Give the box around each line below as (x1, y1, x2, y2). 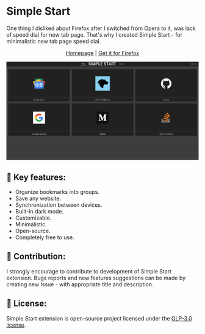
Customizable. (15, 214, 52, 221)
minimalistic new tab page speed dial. (6, 37, 101, 45)
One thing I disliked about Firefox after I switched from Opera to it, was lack (6, 24, 196, 32)
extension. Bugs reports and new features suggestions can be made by (6, 274, 186, 281)
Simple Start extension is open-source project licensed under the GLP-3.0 (6, 314, 192, 322)
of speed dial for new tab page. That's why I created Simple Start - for (6, 31, 183, 38)
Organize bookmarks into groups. (15, 188, 99, 195)
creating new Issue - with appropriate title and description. (6, 280, 154, 288)
